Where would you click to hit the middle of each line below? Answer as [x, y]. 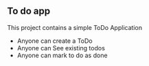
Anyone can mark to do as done [62, 55]
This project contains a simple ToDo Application [75, 27]
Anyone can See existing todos [61, 48]
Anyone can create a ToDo [55, 41]
